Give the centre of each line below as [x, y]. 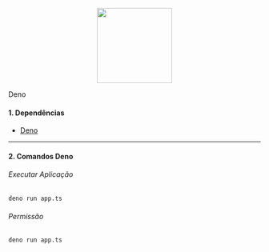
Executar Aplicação [41, 174]
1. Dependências [36, 113]
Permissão [26, 216]
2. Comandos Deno [41, 156]
